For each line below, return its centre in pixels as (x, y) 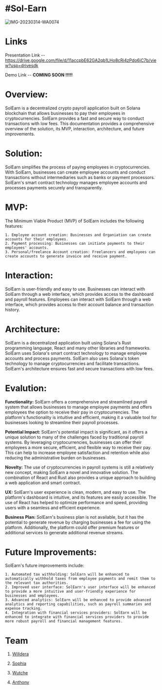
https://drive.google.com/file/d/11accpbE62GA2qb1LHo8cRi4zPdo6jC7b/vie (81, 60)
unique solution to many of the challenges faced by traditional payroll (74, 437)
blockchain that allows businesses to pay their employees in (65, 113)
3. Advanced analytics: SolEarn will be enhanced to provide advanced (78, 600)
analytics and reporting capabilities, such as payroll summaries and (78, 604)
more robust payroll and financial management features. (64, 621)
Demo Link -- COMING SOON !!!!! (39, 75)
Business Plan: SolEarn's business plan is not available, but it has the (75, 517)
